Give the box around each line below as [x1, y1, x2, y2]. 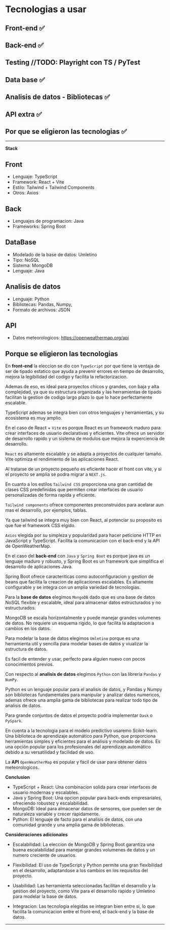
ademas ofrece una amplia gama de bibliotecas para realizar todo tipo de [5, 697, 158, 703]
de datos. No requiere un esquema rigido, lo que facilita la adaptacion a [5, 620, 154, 626]
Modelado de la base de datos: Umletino [12, 251, 97, 257]
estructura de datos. [5, 646, 48, 652]
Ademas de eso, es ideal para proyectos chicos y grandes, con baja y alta [5, 384, 159, 390]
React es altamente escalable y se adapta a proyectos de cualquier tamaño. [5, 451, 163, 457]
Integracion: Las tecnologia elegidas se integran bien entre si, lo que [12, 903, 155, 909]
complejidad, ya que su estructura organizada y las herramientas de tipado [5, 389, 162, 395]
